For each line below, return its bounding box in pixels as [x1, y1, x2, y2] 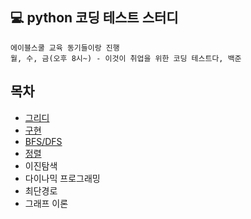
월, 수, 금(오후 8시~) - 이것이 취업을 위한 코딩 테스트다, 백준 [10, 53, 242, 63]
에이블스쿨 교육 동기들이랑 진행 [10, 43, 120, 53]
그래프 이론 [24, 197, 69, 209]
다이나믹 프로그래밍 [24, 172, 101, 184]
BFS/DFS [24, 135, 63, 147]
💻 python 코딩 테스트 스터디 [10, 9, 179, 27]
